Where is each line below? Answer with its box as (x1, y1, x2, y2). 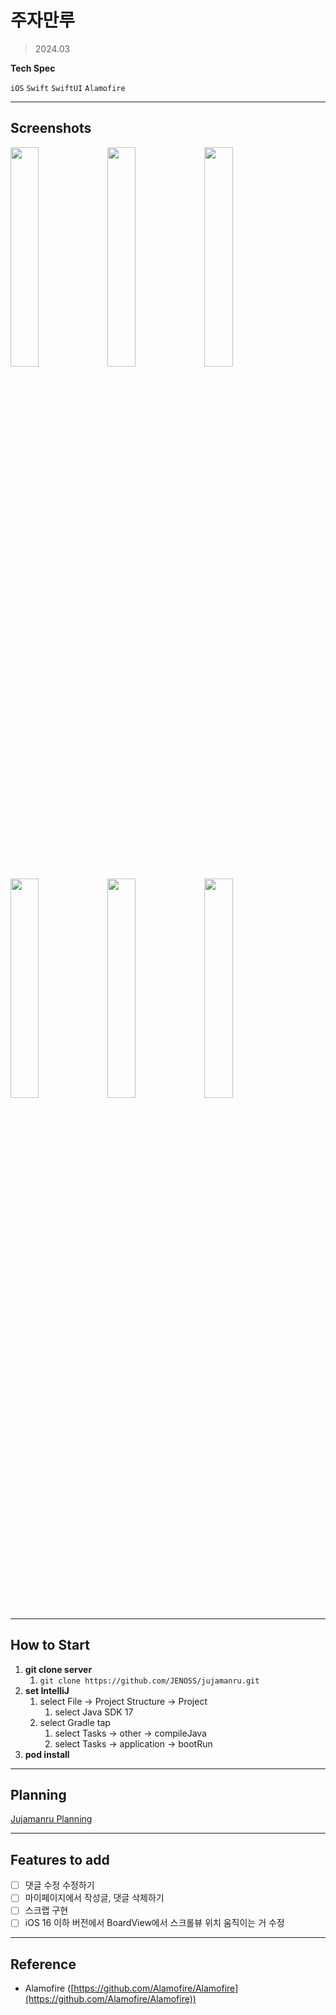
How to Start (10, 1637, 90, 1654)
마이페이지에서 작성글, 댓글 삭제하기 (24, 1892, 165, 1904)
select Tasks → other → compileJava (54, 1727, 207, 1739)
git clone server (24, 1663, 93, 1675)
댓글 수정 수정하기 (24, 1879, 95, 1891)
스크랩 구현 (24, 1904, 69, 1916)
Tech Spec (10, 62, 56, 74)
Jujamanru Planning (10, 1813, 93, 1825)
